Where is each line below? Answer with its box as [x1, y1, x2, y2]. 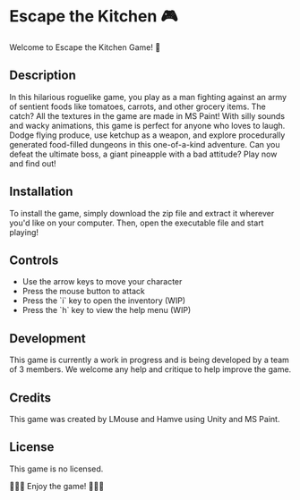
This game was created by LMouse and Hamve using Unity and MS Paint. [9, 414, 280, 424]
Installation [9, 184, 73, 199]
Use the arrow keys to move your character [21, 276, 183, 287]
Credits [9, 390, 52, 405]
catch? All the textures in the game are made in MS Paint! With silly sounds [9, 110, 285, 121]
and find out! [9, 157, 56, 169]
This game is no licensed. [9, 463, 104, 474]
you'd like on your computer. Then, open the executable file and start [9, 217, 264, 228]
